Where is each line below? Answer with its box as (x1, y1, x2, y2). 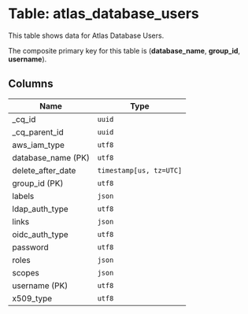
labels (12, 190, 35, 201)
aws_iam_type (12, 139, 65, 150)
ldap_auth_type (12, 203, 68, 214)
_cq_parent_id (12, 127, 65, 138)
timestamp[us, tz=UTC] (97, 166, 183, 175)
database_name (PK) (12, 152, 91, 163)
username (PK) (12, 280, 68, 291)
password (12, 242, 49, 253)
